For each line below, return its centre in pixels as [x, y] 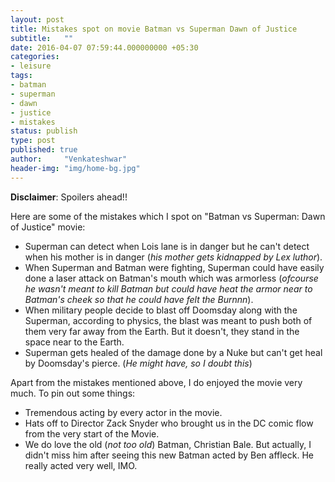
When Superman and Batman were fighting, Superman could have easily [174, 267]
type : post [33, 141]
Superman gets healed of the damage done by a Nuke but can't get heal [173, 352]
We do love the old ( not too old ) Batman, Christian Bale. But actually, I [168, 444]
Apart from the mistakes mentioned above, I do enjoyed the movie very [156, 382]
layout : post [37, 19]
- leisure [31, 66]
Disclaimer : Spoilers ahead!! [69, 197]
